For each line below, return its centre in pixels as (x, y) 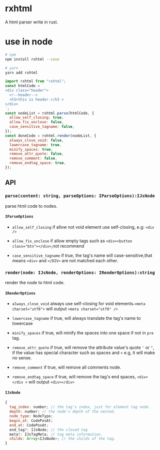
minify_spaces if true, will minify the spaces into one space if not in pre (83, 333)
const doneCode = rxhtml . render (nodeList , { (51, 136)
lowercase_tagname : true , (36, 145)
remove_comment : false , (33, 158)
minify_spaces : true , (31, 149)
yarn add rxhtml (21, 73)
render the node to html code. (35, 283)
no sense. (22, 358)
